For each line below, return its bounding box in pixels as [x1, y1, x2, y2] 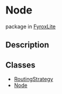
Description [5, 40, 49, 50]
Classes [5, 60, 36, 70]
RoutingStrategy [13, 76, 53, 83]
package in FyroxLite [5, 23, 56, 30]
